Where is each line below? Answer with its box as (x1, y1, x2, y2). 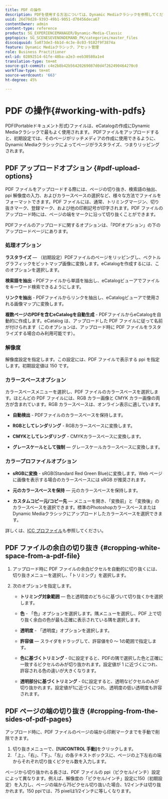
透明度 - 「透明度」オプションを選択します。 (20, 627, 112, 633)
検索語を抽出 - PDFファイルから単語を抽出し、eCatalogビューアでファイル (5, 277, 160, 283)
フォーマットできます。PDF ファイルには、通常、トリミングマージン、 (5, 198, 150, 205)
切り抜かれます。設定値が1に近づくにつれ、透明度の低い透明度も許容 (20, 684, 162, 690)
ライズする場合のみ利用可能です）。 (5, 330, 78, 336)
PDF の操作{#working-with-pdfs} (5, 105, 146, 116)
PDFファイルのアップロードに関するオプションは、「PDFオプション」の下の (5, 222, 161, 228)
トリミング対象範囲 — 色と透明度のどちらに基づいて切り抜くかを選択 (20, 593, 163, 600)
